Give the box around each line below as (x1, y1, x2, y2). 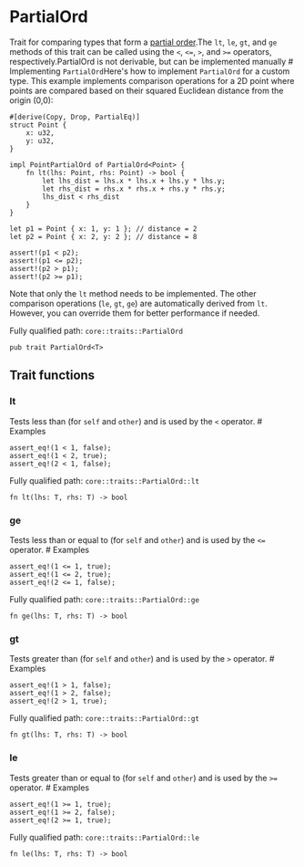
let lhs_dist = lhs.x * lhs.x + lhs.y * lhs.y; (42, 176, 226, 185)
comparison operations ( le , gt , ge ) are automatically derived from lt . (9, 298, 269, 308)
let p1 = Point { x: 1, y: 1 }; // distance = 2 (9, 224, 198, 234)
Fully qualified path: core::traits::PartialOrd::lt (9, 475, 200, 486)
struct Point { (9, 120, 67, 130)
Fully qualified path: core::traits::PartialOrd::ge (9, 593, 200, 604)
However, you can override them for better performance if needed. (9, 308, 260, 319)
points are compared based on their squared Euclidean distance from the (9, 85, 284, 96)
